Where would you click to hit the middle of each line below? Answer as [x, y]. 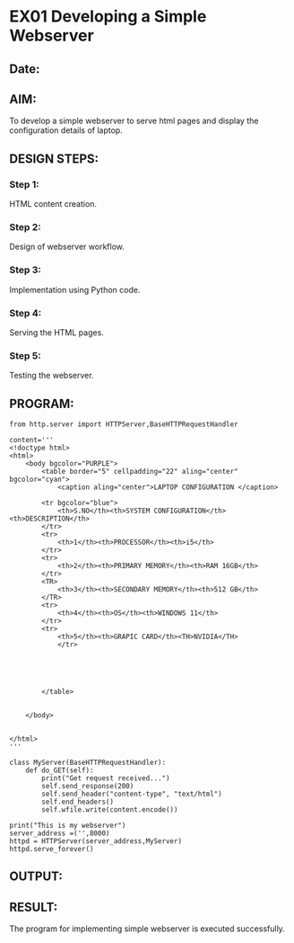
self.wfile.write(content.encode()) [110, 810]
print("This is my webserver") [68, 826]
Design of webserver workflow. [67, 247]
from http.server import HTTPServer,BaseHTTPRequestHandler [124, 424]
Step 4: [26, 313]
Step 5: [26, 355]
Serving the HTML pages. [57, 332]
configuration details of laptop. [66, 130]
